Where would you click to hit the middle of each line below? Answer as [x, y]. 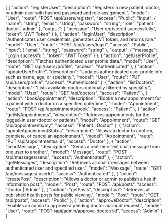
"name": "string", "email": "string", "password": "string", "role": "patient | [81, 23]
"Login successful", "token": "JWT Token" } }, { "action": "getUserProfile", [82, 55]
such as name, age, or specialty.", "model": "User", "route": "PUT [73, 77]
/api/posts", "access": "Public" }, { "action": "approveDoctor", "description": [84, 200]
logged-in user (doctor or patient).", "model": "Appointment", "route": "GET [83, 120]
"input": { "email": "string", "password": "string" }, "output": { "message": [81, 50]
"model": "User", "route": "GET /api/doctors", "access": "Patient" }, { [76, 93]
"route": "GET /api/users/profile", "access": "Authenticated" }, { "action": [81, 66]
